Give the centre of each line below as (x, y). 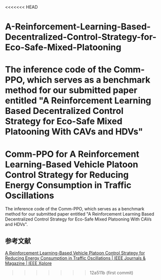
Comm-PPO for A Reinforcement (72, 154)
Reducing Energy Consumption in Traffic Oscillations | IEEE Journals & (75, 258)
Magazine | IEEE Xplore (28, 263)
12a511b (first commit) (112, 273)
